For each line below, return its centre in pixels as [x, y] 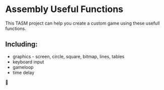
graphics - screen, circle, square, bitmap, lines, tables [68, 56]
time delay [23, 72]
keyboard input [28, 62]
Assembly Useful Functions [64, 9]
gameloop [23, 67]
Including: [21, 44]
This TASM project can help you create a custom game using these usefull [83, 23]
